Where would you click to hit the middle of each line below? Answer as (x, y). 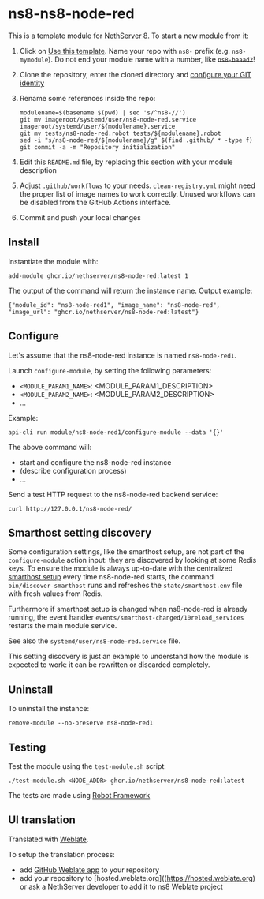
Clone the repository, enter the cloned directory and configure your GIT (136, 74)
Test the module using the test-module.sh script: (87, 766)
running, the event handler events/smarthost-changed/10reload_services (126, 617)
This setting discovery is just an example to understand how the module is (129, 657)
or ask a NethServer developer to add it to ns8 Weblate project (121, 886)
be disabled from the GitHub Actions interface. (95, 202)
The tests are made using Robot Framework (79, 795)
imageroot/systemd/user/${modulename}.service (97, 126)
